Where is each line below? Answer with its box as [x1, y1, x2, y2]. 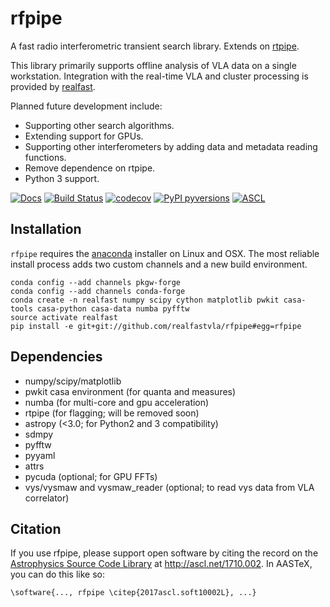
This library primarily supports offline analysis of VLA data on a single [10, 59, 297, 71]
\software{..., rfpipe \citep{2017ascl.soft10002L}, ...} [10, 588, 257, 598]
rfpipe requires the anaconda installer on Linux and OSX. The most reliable [10, 247, 320, 259]
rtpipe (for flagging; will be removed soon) [24, 407, 200, 419]
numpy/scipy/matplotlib [24, 375, 122, 387]
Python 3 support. [24, 172, 100, 184]
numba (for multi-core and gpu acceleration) [24, 396, 210, 408]
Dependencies [10, 348, 103, 366]
